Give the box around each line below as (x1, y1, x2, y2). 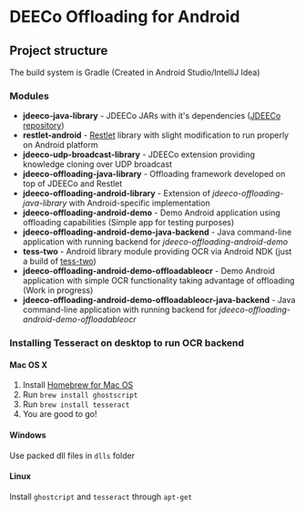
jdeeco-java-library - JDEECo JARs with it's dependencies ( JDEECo (22, 110, 281, 121)
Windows (9, 430, 46, 441)
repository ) (22, 120, 66, 131)
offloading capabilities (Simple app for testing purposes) (22, 217, 235, 228)
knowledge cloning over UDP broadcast (22, 159, 173, 170)
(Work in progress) (22, 285, 94, 296)
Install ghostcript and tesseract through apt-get (9, 491, 193, 502)
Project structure (9, 43, 108, 58)
